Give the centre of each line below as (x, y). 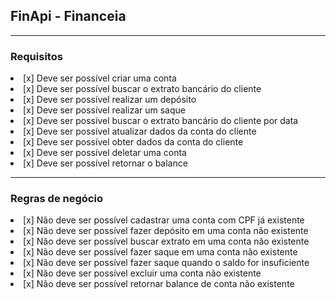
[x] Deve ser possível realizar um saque (104, 110)
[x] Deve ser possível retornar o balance (105, 163)
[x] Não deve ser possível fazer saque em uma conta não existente (160, 252)
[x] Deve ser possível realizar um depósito (110, 100)
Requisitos (36, 56)
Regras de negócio (56, 199)
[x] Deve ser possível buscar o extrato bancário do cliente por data (161, 121)
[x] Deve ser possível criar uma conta (100, 78)
